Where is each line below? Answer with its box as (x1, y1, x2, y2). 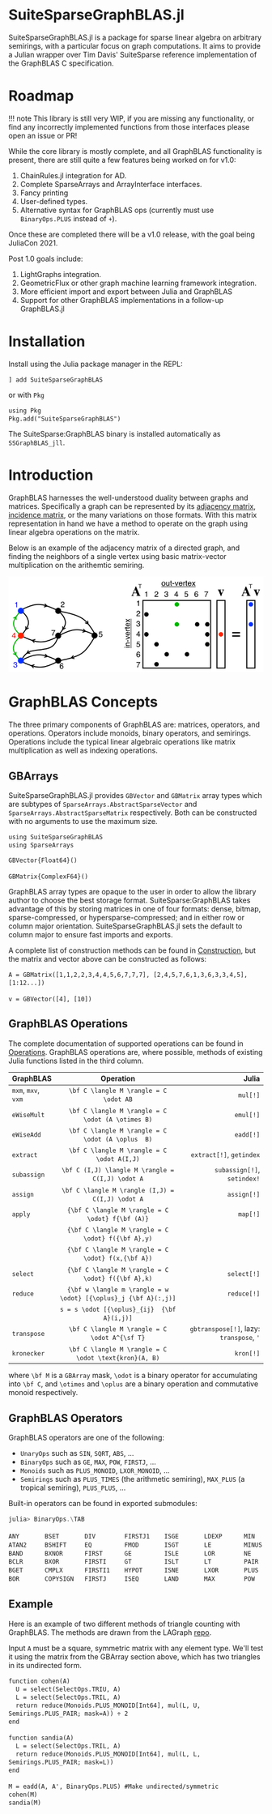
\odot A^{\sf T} (90, 1334, 146, 1342)
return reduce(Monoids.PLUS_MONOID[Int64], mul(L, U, (15, 1701, 201, 1709)
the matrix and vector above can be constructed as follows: (8, 954, 207, 963)
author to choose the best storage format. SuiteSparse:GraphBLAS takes (8, 895, 251, 905)
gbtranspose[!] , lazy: (189, 1324, 261, 1334)
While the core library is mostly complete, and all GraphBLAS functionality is (8, 146, 262, 156)
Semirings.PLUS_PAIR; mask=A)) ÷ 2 (8, 1709, 129, 1718)
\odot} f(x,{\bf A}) (83, 1254, 153, 1263)
